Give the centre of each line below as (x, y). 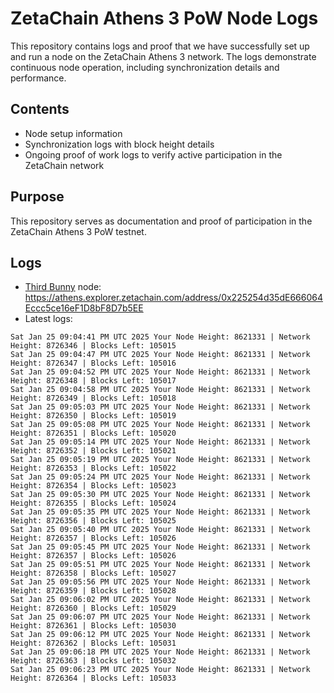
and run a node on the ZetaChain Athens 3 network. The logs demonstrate (163, 56)
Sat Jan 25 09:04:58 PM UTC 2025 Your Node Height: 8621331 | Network (160, 390)
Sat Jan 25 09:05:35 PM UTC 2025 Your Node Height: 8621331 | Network (160, 512)
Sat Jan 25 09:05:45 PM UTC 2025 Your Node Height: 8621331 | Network (160, 547)
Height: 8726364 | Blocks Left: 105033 (93, 678)
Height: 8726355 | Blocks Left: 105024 (93, 503)
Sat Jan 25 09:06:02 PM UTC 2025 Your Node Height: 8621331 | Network (160, 600)
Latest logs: (48, 319)
